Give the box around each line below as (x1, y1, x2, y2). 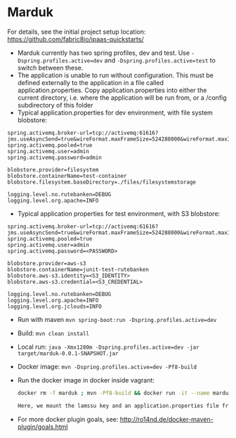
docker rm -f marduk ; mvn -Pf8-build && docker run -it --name (17, 389, 210, 397)
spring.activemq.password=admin (7, 154, 102, 161)
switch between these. (17, 63, 84, 72)
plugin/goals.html (17, 423, 68, 431)
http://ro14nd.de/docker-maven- (119, 415, 214, 423)
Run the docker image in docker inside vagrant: (17, 375, 155, 384)
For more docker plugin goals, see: (17, 415, 119, 423)
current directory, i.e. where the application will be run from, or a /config (17, 93, 227, 102)
